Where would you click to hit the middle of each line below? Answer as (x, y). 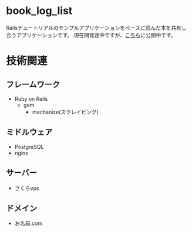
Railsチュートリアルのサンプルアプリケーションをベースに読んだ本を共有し (96, 28)
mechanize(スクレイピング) (65, 112)
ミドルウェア (29, 132)
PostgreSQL (29, 146)
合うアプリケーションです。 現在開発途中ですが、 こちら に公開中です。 (91, 35)
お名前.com (28, 223)
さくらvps (27, 188)
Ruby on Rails (31, 98)
